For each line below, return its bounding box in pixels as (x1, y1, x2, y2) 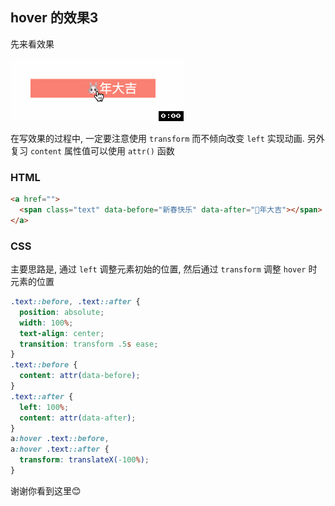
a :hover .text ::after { (10, 444, 110, 455)
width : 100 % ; (19, 318, 74, 328)
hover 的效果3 (10, 9, 99, 27)
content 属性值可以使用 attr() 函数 (29, 144, 175, 157)
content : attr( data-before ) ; (19, 371, 141, 381)
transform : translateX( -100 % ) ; (19, 455, 150, 465)
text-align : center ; (19, 328, 105, 338)
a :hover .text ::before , (10, 434, 110, 444)
